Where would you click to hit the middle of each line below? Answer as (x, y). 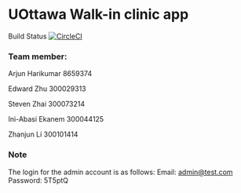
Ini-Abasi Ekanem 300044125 (56, 119)
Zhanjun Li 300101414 (43, 134)
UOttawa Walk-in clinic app (99, 15)
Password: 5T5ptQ (38, 180)
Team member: (38, 56)
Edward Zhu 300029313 (47, 89)
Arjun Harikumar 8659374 (50, 74)
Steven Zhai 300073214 (47, 104)
